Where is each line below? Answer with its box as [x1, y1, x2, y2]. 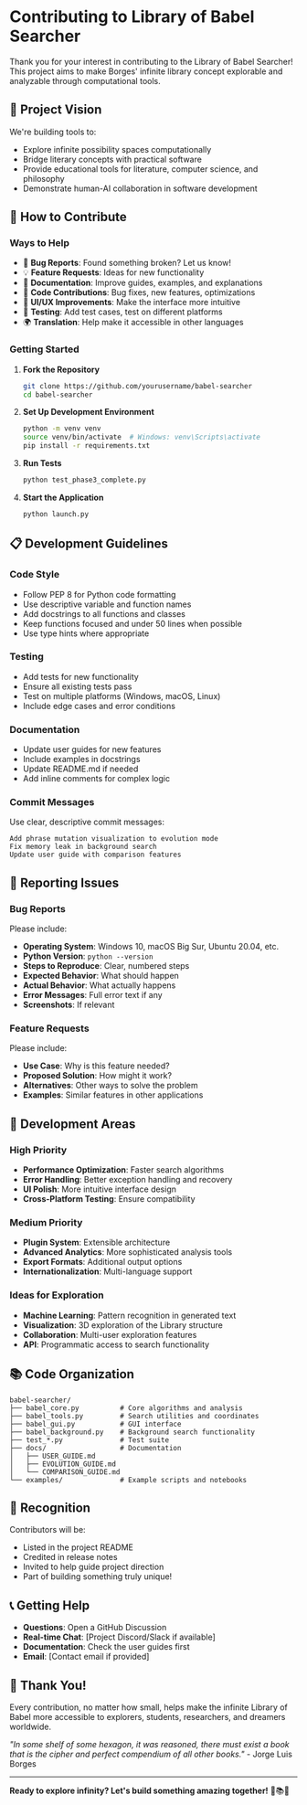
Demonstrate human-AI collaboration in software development [22, 183, 258, 194]
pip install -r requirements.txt [22, 441, 151, 451]
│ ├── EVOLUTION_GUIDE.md [9, 1460, 117, 1469]
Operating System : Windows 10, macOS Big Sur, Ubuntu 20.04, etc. [22, 941, 280, 952]
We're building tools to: [9, 126, 97, 137]
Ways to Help [9, 237, 70, 250]
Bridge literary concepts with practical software [22, 154, 203, 165]
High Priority [9, 1143, 68, 1156]
